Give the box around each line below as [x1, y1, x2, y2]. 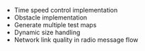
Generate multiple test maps [13, 21, 97, 29]
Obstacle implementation [13, 13, 88, 22]
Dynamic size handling [13, 28, 81, 36]
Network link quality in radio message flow [13, 36, 139, 44]
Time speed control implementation [13, 6, 118, 14]
